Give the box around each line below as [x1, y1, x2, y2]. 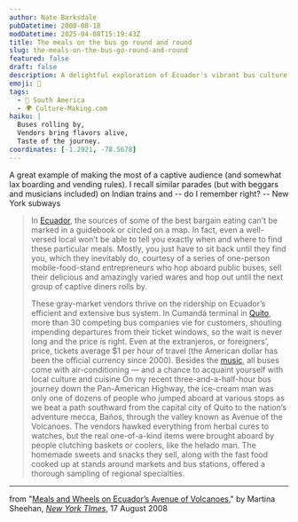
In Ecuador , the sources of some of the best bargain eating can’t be [30, 215, 278, 225]
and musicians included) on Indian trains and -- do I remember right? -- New [9, 188, 289, 199]
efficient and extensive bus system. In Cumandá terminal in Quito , [30, 307, 272, 318]
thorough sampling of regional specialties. [30, 468, 185, 478]
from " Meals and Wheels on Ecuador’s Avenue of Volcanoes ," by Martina [9, 494, 276, 504]
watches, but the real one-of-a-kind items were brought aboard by [30, 430, 275, 440]
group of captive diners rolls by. [30, 281, 148, 291]
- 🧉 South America [17, 95, 86, 105]
